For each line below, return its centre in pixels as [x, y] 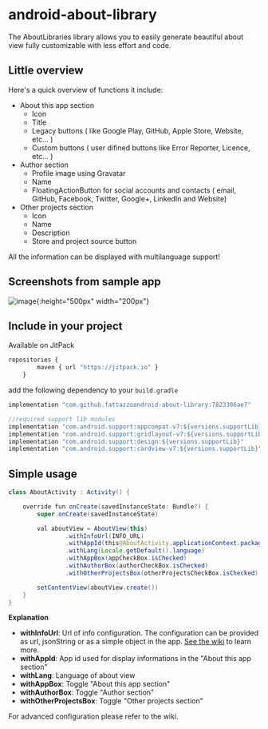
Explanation [29, 618]
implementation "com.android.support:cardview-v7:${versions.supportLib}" [135, 449]
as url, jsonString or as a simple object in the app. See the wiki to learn [136, 642]
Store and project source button [84, 241]
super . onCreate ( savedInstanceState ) [98, 514]
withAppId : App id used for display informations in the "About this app [135, 659]
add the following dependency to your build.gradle [93, 390]
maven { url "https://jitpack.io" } [98, 368]
